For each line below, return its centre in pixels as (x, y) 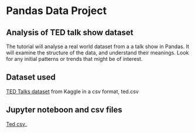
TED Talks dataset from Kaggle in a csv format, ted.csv (72, 91)
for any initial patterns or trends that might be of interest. (74, 59)
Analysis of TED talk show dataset (70, 33)
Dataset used (31, 77)
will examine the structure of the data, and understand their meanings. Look (97, 53)
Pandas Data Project (57, 11)
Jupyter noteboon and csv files (64, 110)
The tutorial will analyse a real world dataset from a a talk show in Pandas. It (97, 46)
